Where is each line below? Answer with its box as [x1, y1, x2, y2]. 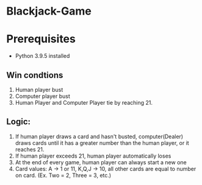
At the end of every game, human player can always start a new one [15, 158, 187, 166]
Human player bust [15, 86, 63, 93]
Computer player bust [15, 92, 70, 100]
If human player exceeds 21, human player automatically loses [15, 152, 171, 159]
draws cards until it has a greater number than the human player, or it [15, 139, 189, 147]
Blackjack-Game [6, 4, 92, 18]
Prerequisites [6, 32, 76, 46]
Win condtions [6, 70, 63, 80]
